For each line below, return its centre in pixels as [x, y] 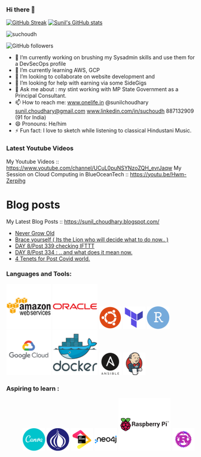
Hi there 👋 [21, 10]
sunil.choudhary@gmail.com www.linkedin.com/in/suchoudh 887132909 [104, 111]
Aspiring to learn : [33, 388]
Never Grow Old [35, 233]
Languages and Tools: [39, 274]
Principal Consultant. [41, 96]
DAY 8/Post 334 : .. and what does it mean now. [74, 252]
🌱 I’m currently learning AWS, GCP [57, 70]
